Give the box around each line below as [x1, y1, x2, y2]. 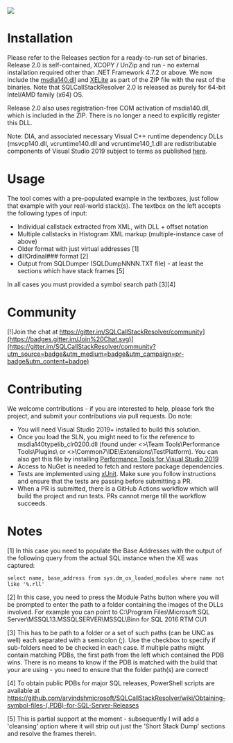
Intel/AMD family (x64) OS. [7, 90, 85, 99]
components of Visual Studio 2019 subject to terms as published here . [7, 147, 208, 155]
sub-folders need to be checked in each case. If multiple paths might [7, 643, 205, 651]
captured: [7, 561, 35, 569]
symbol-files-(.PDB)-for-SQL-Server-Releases [7, 701, 139, 709]
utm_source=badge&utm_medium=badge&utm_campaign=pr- [7, 350, 184, 358]
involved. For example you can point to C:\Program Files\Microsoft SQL [7, 607, 210, 616]
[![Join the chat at [7, 327, 58, 336]
